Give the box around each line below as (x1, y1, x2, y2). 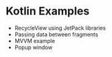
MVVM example (14, 37, 56, 44)
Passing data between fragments (14, 30, 99, 38)
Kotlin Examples (6, 4, 90, 18)
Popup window (14, 44, 53, 51)
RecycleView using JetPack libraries (14, 24, 106, 32)
